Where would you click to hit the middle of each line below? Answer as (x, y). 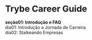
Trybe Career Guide (46, 9)
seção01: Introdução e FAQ (33, 22)
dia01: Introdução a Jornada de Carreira (46, 27)
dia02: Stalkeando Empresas (34, 32)
